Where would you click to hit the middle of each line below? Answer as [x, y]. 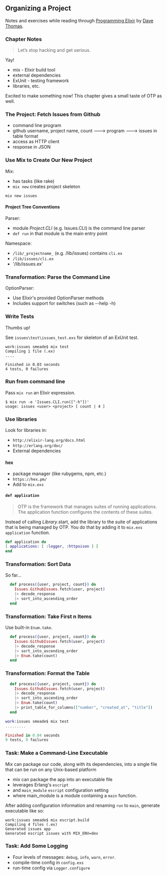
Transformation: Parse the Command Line [58, 277]
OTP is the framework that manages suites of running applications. [87, 507]
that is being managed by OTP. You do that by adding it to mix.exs [74, 527]
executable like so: [25, 811]
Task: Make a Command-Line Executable [56, 753]
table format [25, 136]
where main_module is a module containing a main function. [75, 795]
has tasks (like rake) [33, 181]
